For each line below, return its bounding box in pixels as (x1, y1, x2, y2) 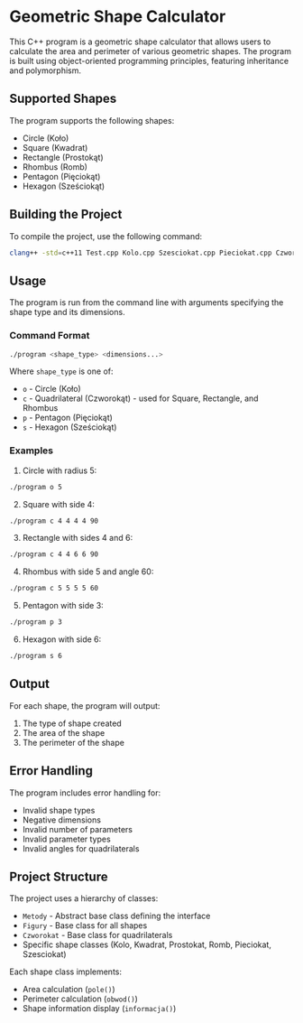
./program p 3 (9, 618, 63, 627)
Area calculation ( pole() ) (22, 984, 115, 995)
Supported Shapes (9, 91, 117, 107)
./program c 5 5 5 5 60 (9, 584, 99, 593)
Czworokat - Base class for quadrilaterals (22, 930, 173, 941)
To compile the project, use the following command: (9, 230, 203, 241)
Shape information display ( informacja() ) (22, 1003, 177, 1014)
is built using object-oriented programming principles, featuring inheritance (9, 55, 289, 66)
